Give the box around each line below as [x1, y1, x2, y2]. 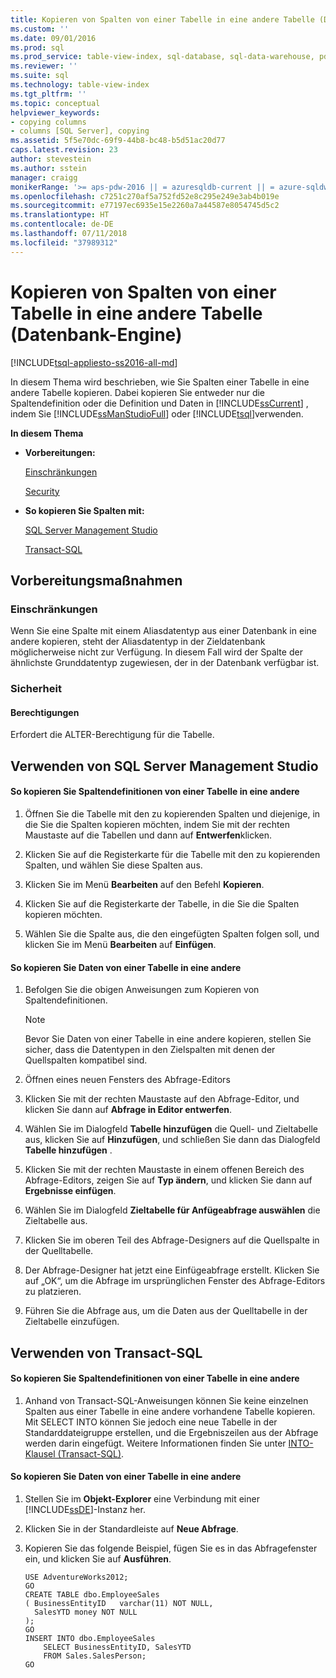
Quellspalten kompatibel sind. [24, 1054, 148, 1066]
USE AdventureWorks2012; [24, 1572, 129, 1582]
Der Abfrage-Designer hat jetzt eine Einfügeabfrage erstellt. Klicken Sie [24, 1264, 320, 1276]
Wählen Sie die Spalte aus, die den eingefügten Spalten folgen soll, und [24, 927, 320, 940]
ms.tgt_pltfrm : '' [10, 89, 87, 99]
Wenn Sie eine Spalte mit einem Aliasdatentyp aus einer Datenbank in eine [10, 625, 317, 637]
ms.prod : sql [10, 42, 65, 53]
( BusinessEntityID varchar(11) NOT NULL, [24, 1598, 214, 1608]
